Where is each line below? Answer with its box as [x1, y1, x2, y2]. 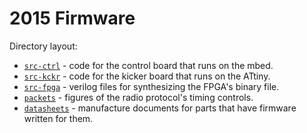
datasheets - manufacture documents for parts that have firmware [23, 102, 297, 114]
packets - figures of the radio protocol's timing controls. [23, 91, 254, 103]
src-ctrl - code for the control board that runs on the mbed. [23, 59, 274, 71]
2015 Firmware [9, 7, 136, 30]
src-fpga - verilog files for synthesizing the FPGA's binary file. [23, 80, 280, 92]
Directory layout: [9, 40, 78, 52]
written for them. [23, 112, 94, 124]
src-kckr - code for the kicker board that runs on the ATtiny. [23, 70, 271, 82]
